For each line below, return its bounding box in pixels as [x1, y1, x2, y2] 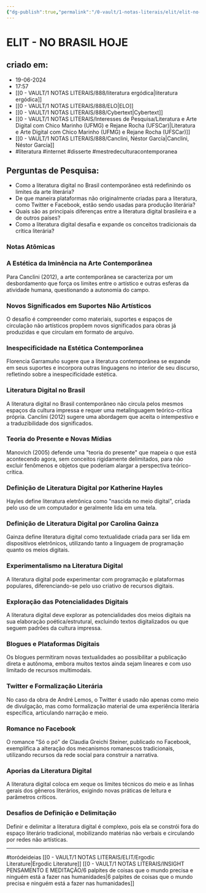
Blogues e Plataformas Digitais [6, 639, 100, 648]
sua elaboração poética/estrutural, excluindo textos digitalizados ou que [6, 618, 189, 626]
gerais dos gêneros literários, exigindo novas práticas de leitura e [6, 787, 172, 794]
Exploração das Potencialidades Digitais [6, 597, 129, 606]
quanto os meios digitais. [6, 546, 70, 554]
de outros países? [15, 214, 61, 221]
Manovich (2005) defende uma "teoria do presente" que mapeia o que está [6, 448, 197, 456]
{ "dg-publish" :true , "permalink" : [6, 9, 92, 15]
